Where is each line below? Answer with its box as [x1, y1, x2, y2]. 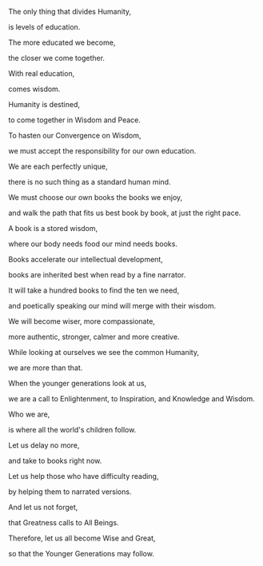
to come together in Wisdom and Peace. [8, 115, 141, 125]
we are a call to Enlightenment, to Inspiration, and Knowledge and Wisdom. [8, 394, 256, 403]
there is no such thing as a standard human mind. [8, 177, 171, 186]
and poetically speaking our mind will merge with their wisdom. [8, 301, 217, 310]
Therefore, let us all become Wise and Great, [8, 533, 156, 543]
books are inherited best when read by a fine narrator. [8, 270, 186, 279]
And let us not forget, [8, 503, 78, 512]
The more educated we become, [8, 38, 116, 47]
